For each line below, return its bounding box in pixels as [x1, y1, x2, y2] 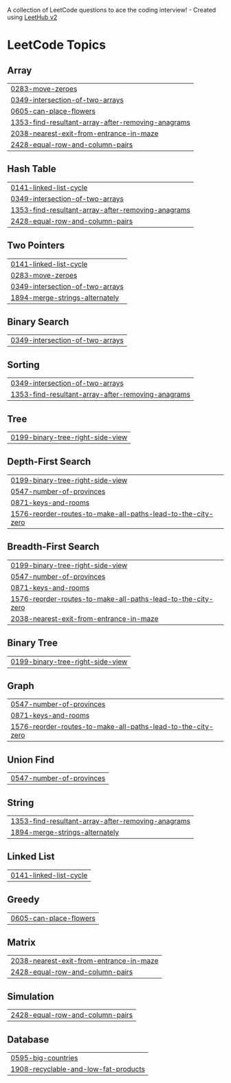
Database [7, 1033, 49, 1045]
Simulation [7, 990, 54, 1003]
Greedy [7, 894, 40, 906]
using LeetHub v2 [7, 13, 58, 21]
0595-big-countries [10, 1053, 78, 1062]
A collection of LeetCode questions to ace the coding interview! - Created [7, 6, 217, 14]
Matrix [7, 937, 36, 948]
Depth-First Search [7, 456, 91, 468]
